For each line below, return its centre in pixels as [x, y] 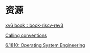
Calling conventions [26, 35]
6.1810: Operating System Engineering [45, 45]
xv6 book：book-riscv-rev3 [35, 25]
